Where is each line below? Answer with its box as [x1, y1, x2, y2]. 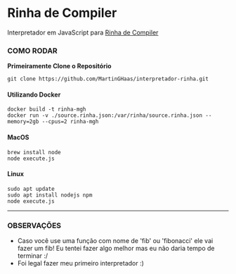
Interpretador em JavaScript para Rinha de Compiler [7, 28, 159, 37]
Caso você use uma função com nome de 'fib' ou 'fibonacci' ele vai [17, 237, 214, 245]
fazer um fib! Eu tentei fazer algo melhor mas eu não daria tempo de [17, 244, 215, 253]
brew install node [7, 149, 61, 156]
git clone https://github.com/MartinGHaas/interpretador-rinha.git [7, 75, 209, 82]
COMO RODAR [7, 46, 58, 56]
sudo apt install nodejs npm [7, 192, 93, 199]
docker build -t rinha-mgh [7, 106, 86, 113]
